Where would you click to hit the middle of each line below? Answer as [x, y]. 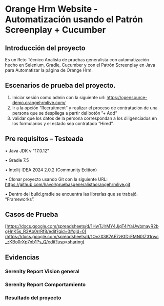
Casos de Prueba [32, 215]
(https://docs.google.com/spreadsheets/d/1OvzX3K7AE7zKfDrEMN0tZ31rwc [82, 237]
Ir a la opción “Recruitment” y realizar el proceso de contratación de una [85, 108]
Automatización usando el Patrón [74, 19]
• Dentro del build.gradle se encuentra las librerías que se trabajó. [72, 194]
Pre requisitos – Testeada [44, 139]
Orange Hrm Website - [51, 9]
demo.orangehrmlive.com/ [39, 102]
